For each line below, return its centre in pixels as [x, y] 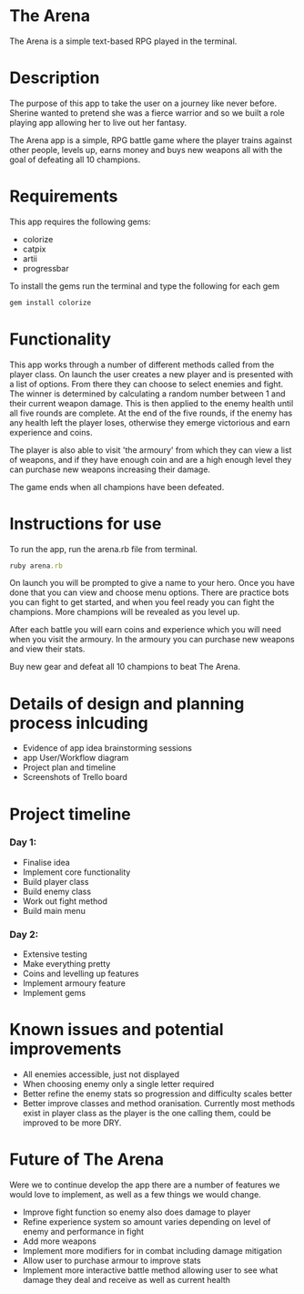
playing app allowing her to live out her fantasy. [98, 122]
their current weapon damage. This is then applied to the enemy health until [152, 403]
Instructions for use [86, 524]
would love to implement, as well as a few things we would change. [135, 1195]
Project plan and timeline [69, 767]
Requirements [64, 196]
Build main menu [54, 910]
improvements [66, 1049]
